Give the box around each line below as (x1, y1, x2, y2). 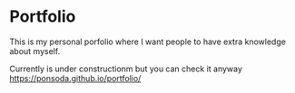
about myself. (9, 45, 61, 56)
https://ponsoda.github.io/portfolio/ (9, 72, 142, 83)
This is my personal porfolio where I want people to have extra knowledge (9, 36, 286, 47)
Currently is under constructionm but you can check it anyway (9, 63, 243, 74)
